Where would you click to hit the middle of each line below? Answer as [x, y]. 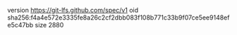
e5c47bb [20, 25]
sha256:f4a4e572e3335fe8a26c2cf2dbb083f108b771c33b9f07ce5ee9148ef [119, 17]
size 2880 [49, 25]
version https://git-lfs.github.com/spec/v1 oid [73, 10]
